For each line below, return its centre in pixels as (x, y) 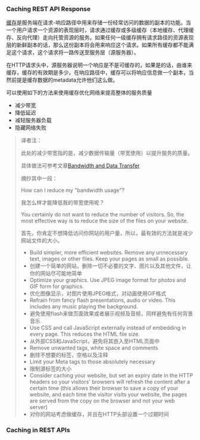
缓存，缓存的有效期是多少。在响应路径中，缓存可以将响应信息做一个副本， (97, 73)
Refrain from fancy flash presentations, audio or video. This (102, 300)
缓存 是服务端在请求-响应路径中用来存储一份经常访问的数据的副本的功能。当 (99, 23)
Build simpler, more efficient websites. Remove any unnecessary (109, 253)
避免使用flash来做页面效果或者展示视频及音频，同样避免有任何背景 (111, 314)
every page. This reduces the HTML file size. (85, 334)
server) (38, 407)
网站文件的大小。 (42, 241)
